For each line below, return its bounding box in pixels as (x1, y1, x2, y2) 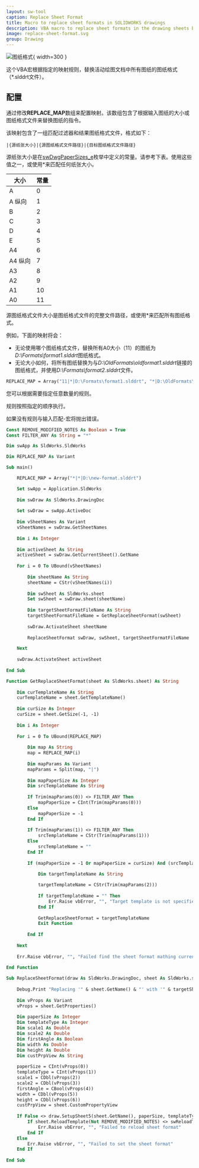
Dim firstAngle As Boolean (17, 1036, 84, 1042)
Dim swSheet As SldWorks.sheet (27, 591, 105, 597)
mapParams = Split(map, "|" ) (27, 766, 99, 772)
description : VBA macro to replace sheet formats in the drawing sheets (6, 25, 190, 31)
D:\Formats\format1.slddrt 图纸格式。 (14, 351, 104, 359)
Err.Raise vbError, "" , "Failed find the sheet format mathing (17, 953, 176, 960)
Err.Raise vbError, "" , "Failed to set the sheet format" (27, 1141, 174, 1147)
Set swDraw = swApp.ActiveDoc (17, 508, 92, 514)
